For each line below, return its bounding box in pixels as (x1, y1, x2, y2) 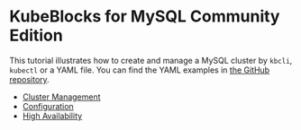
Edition (9, 25, 63, 46)
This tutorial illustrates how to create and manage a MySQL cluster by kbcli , (9, 55, 293, 65)
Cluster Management (22, 91, 101, 102)
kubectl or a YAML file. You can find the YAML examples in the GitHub (9, 65, 270, 75)
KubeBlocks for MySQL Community (9, 6, 280, 27)
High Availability (22, 110, 83, 121)
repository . (9, 74, 50, 84)
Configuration (22, 100, 74, 111)
